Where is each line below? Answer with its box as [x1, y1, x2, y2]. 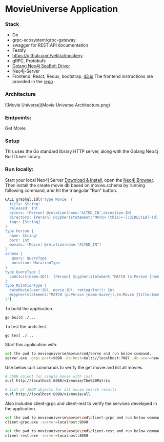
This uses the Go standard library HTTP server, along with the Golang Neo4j [5, 148, 158, 154]
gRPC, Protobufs [12, 58, 46, 64]
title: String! [9, 201, 41, 206]
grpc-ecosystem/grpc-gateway [12, 37, 76, 43]
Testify [12, 47, 26, 53]
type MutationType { [5, 283, 47, 288]
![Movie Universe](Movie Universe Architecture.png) [5, 102, 111, 108]
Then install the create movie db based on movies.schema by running [5, 182, 145, 188]
